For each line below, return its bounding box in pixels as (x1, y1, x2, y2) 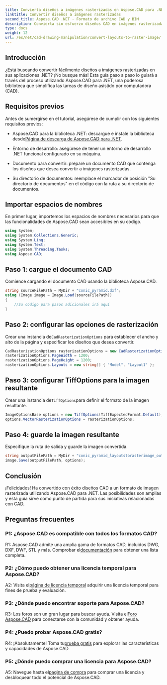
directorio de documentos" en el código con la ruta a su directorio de (12, 180, 154, 187)
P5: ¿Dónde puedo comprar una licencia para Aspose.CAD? (5, 658, 152, 665)
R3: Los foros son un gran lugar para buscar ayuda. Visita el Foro (5, 611, 137, 617)
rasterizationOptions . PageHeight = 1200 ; (5, 358, 92, 363)
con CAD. (5, 501, 25, 507)
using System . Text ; (5, 242, 46, 247)
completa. (5, 552, 26, 558)
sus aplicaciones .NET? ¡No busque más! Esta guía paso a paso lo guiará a (5, 72, 158, 78)
